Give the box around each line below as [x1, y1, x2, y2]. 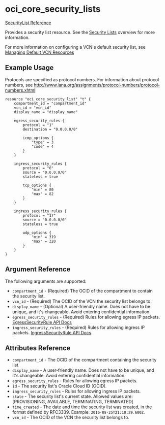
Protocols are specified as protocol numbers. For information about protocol [5, 76, 159, 82]
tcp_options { [23, 183, 52, 188]
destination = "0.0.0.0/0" [23, 127, 78, 131]
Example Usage [5, 64, 54, 72]
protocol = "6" [23, 165, 54, 170]
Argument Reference [5, 265, 71, 274]
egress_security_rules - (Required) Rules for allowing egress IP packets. [12, 314, 160, 320]
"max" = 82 [31, 191, 54, 196]
